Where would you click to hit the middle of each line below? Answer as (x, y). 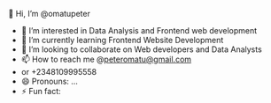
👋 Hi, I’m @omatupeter (49, 14)
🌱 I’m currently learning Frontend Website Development (122, 40)
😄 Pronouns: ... (50, 81)
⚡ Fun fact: (41, 91)
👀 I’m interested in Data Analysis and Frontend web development (139, 30)
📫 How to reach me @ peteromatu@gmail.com (106, 59)
